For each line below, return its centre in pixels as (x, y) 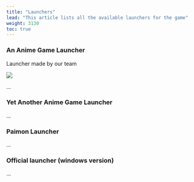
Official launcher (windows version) (60, 161)
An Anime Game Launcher (46, 51)
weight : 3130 (23, 23)
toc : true (19, 29)
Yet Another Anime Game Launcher (59, 102)
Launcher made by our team (42, 63)
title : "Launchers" (31, 12)
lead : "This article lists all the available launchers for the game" (97, 18)
